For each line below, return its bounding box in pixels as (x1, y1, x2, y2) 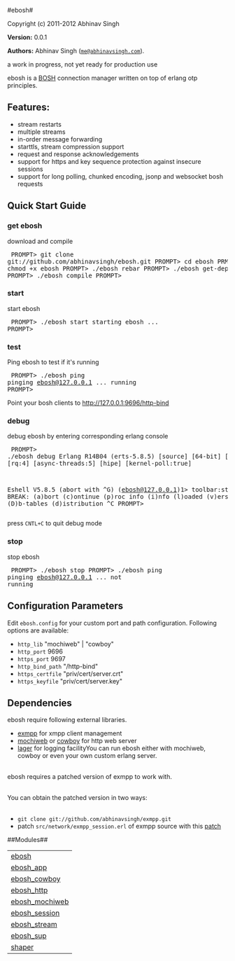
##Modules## (7, 836, 48, 844)
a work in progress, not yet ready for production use (7, 60, 158, 69)
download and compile (7, 237, 73, 245)
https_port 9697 (17, 654, 66, 663)
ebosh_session (10, 908, 60, 918)
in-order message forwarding (17, 134, 103, 143)
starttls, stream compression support (17, 142, 124, 151)
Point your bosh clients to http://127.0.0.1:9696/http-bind (7, 399, 169, 407)
